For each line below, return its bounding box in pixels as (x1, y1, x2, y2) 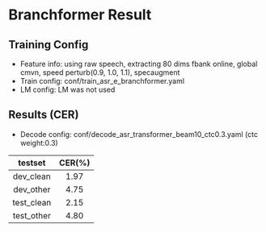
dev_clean (12, 171, 51, 182)
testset (18, 157, 46, 168)
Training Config (8, 38, 89, 52)
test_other (12, 209, 51, 221)
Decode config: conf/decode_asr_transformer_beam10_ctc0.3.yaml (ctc (19, 129, 259, 139)
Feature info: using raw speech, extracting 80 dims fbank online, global (19, 59, 258, 68)
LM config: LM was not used (19, 85, 116, 94)
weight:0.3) (19, 138, 58, 147)
